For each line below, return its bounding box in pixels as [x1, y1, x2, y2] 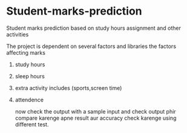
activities [6, 30, 29, 38]
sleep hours [15, 72, 45, 80]
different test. [15, 120, 49, 128]
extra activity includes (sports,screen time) [15, 84, 122, 92]
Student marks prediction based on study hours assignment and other [6, 24, 182, 32]
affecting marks [6, 49, 45, 56]
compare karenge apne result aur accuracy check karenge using [15, 114, 177, 121]
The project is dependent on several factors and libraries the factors [6, 43, 177, 50]
